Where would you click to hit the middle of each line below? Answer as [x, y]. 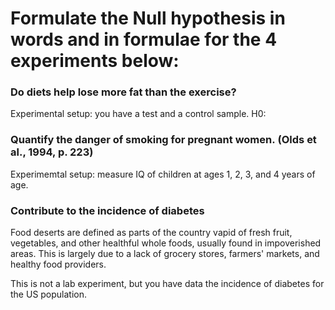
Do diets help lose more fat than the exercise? [123, 92]
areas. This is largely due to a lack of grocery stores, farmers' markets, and [165, 254]
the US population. [49, 294]
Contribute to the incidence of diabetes [107, 210]
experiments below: [95, 61]
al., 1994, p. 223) [52, 152]
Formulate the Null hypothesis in [148, 18]
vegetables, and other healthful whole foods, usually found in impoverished [166, 243]
